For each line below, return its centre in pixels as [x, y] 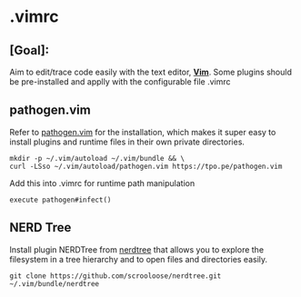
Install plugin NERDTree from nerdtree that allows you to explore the [137, 249]
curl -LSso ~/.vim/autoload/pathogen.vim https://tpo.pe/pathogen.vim [146, 166]
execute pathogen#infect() [60, 200]
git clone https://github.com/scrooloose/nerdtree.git [115, 276]
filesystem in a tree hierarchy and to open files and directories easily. [139, 259]
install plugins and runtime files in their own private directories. [127, 142]
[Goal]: [30, 50]
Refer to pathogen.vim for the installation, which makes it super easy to [143, 132]
